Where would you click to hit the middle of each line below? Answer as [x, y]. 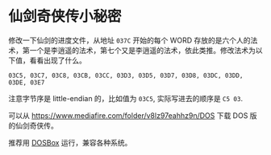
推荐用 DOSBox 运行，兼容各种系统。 [70, 142]
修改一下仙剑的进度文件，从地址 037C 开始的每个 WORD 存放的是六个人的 [130, 40]
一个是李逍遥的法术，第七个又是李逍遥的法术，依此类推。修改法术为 [142, 50]
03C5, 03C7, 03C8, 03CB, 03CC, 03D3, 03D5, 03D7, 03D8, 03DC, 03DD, [126, 75]
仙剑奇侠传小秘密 [65, 16]
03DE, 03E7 [27, 82]
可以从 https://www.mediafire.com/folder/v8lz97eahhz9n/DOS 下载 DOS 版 [133, 115]
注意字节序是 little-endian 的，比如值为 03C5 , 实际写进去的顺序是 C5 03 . [126, 98]
